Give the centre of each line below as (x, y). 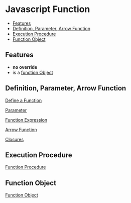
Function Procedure (26, 167)
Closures (15, 139)
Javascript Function (48, 9)
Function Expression (26, 120)
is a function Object (33, 72)
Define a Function (23, 100)
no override (25, 67)
